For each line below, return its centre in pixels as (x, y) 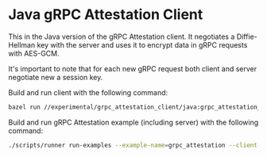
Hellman (22, 44)
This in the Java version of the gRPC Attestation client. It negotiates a (122, 36)
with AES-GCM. (34, 53)
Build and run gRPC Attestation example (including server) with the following (133, 122)
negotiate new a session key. (56, 77)
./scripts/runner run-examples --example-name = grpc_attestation (117, 145)
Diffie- (247, 36)
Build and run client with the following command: (88, 92)
